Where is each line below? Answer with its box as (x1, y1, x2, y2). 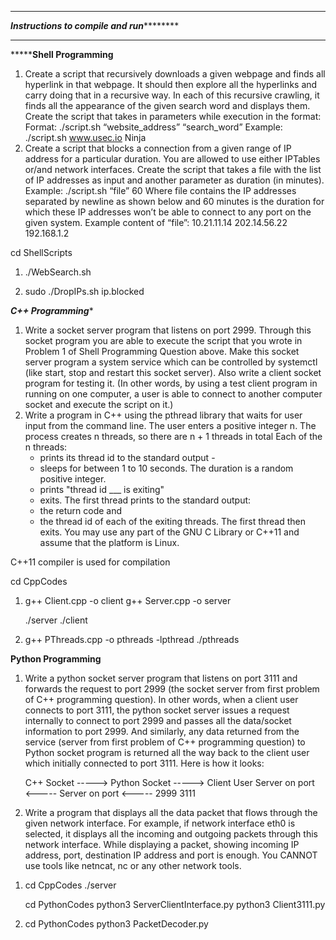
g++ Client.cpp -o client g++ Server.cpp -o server (24, 595, 232, 606)
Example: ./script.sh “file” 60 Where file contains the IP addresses (24, 185, 297, 196)
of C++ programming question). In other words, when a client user (24, 694, 299, 705)
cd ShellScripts (10, 247, 73, 258)
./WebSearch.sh (24, 266, 92, 278)
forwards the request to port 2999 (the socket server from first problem (24, 683, 320, 695)
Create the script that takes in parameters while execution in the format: (24, 111, 322, 122)
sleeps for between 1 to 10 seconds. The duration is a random (39, 462, 294, 474)
